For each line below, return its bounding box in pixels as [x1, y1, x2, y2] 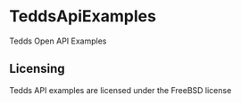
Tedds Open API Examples [9, 36, 107, 46]
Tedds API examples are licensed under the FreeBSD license [9, 84, 232, 95]
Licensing [9, 61, 65, 76]
